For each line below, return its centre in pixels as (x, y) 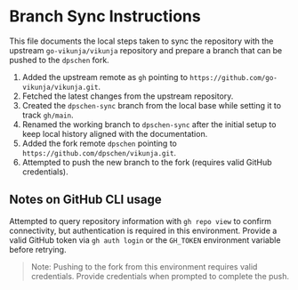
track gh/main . (48, 115)
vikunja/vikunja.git (60, 87)
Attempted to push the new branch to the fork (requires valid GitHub (147, 162)
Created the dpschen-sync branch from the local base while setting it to (152, 105)
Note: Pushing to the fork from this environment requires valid (144, 266)
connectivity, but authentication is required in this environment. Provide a (143, 230)
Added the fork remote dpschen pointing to (100, 143)
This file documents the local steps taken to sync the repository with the (141, 41)
